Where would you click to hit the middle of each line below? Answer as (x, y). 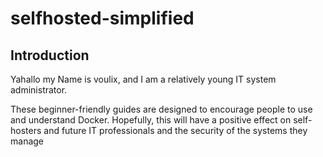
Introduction (50, 55)
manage (27, 141)
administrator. (39, 90)
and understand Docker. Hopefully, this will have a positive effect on (151, 120)
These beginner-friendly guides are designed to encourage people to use (161, 109)
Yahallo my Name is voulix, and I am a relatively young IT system (143, 79)
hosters (26, 130)
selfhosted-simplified (102, 18)
